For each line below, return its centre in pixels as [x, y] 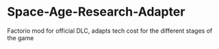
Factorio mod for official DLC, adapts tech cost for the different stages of [110, 31]
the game [21, 37]
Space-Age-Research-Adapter [96, 12]
